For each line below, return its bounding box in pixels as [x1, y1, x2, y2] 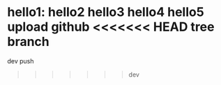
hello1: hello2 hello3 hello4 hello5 [7, 4, 204, 20]
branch [7, 34, 50, 49]
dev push [7, 56, 34, 65]
